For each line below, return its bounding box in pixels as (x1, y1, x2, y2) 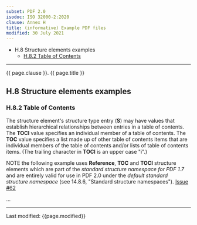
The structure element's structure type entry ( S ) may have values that (6, 117, 175, 124)
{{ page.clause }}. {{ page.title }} (6, 70, 85, 77)
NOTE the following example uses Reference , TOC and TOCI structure (6, 159, 176, 167)
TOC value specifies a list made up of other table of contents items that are (6, 136, 188, 143)
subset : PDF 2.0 (6, 8, 46, 15)
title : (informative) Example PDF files (6, 25, 107, 31)
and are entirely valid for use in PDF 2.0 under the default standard (6, 172, 168, 179)
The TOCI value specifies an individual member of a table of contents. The (6, 129, 186, 136)
